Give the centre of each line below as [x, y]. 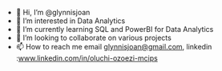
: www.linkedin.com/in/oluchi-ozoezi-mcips [87, 58]
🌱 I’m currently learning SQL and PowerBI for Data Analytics [115, 29]
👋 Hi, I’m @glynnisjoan [53, 12]
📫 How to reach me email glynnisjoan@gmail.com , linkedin [114, 47]
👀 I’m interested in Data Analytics [71, 21]
